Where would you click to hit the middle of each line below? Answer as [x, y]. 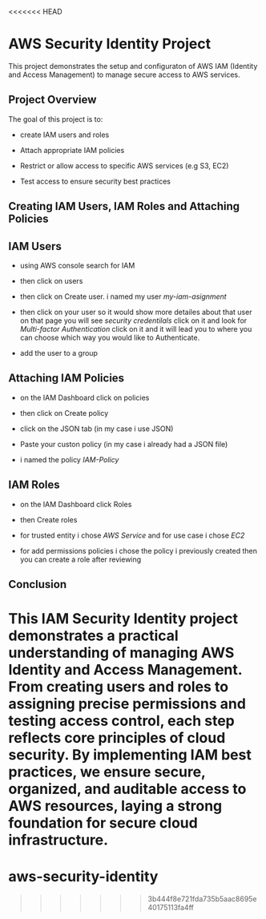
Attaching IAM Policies [66, 379]
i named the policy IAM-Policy [69, 459]
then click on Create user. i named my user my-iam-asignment [123, 296]
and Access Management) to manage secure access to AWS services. [124, 75]
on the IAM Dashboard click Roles [76, 504]
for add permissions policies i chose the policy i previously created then [139, 550]
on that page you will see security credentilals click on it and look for [133, 320]
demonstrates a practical [93, 636]
